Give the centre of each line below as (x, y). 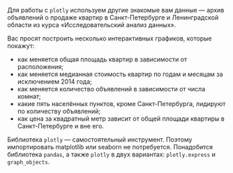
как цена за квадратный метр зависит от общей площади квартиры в (121, 119)
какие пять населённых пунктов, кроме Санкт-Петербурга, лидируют (121, 104)
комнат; (29, 96)
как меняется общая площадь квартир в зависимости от (102, 59)
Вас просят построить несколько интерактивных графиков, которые (110, 38)
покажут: (21, 46)
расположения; (40, 67)
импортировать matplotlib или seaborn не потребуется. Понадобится (110, 147)
